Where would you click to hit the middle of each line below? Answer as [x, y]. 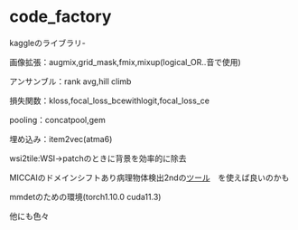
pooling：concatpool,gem [58, 120]
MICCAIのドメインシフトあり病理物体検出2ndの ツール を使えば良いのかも [149, 177]
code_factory [61, 17]
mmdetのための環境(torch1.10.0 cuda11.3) [85, 196]
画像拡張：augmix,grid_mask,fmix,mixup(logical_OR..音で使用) [125, 62]
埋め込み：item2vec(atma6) [61, 139]
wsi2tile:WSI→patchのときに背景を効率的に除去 [98, 158]
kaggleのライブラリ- [47, 43]
